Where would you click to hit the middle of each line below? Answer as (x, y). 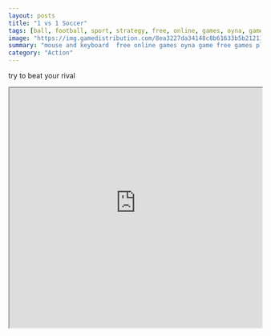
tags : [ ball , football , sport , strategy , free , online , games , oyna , (127, 30)
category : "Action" (41, 53)
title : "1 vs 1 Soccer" (48, 23)
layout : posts (32, 16)
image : (19, 38)
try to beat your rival (42, 76)
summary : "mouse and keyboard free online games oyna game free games (130, 46)
